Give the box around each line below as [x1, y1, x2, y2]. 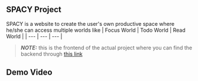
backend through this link [20, 50, 83, 58]
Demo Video [6, 67, 53, 77]
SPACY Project [6, 5, 62, 15]
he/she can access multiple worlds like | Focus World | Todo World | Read [6, 26, 186, 33]
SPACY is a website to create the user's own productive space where [6, 20, 175, 27]
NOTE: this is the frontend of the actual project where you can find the [20, 44, 193, 51]
